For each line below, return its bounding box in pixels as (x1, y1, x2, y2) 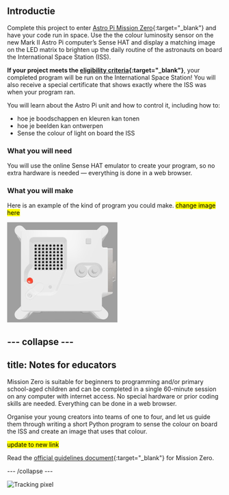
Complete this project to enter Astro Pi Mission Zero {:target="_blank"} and (7, 23, 217, 31)
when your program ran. (7, 88, 75, 96)
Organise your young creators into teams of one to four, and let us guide (7, 412, 211, 420)
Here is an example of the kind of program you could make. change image (7, 201, 216, 210)
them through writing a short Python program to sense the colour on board (7, 420, 217, 428)
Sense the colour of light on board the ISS (16, 129, 135, 137)
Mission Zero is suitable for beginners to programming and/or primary (7, 377, 204, 385)
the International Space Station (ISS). (7, 53, 111, 61)
